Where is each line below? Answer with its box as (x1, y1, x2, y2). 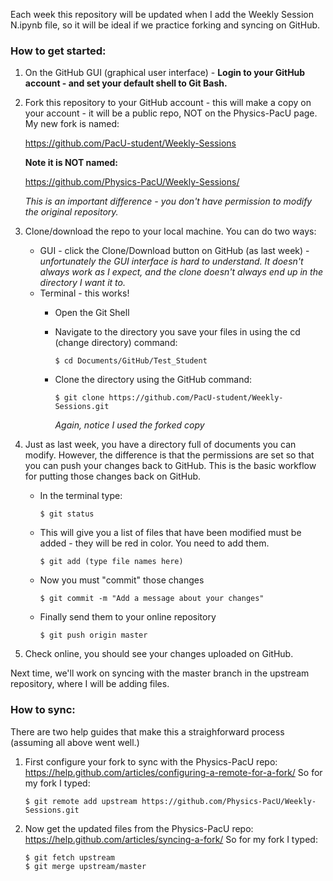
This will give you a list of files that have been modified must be (39, 527, 302, 539)
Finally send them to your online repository (39, 611, 217, 623)
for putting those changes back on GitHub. (24, 470, 202, 483)
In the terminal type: (39, 490, 123, 502)
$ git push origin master (39, 630, 148, 641)
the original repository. (24, 206, 119, 218)
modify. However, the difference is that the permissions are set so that (24, 449, 315, 461)
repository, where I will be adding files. (10, 678, 170, 690)
